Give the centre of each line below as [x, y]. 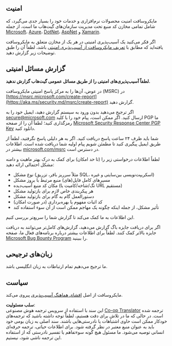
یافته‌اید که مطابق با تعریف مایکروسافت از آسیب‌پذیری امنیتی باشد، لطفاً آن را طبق [84, 47]
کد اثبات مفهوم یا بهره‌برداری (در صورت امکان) [58, 202]
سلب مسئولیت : [21, 305]
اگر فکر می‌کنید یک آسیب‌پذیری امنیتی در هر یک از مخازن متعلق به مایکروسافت [81, 42]
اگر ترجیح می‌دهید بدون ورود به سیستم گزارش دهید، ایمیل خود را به [70, 112]
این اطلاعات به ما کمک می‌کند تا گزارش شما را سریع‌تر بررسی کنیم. [70, 217]
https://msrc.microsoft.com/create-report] [52, 97]
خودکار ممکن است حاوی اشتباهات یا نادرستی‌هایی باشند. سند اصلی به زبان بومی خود [87, 321]
